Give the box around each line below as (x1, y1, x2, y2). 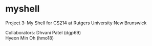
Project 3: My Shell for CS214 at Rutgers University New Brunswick (5, 20, 147, 26)
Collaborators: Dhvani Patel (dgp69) (5, 29, 81, 35)
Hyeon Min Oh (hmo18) (5, 35, 54, 41)
